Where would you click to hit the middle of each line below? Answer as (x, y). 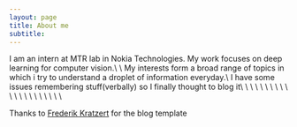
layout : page (33, 17)
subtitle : (27, 34)
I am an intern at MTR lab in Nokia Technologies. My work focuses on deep (146, 59)
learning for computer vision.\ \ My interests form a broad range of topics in (147, 68)
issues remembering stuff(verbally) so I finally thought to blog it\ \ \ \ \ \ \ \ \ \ (148, 87)
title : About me (39, 26)
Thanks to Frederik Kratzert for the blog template (98, 113)
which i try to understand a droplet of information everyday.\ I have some (142, 78)
